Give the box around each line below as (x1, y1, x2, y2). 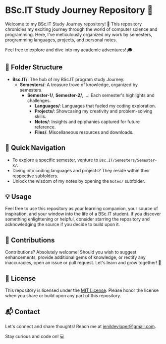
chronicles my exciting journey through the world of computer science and (5, 26, 158, 32)
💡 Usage (5, 192, 32, 201)
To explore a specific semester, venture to (12, 157, 99, 163)
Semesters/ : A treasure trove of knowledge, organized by (19, 82, 138, 88)
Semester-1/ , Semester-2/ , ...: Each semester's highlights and (27, 92, 155, 98)
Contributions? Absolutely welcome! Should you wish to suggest (5, 249, 137, 255)
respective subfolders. (12, 173, 58, 179)
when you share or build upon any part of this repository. (5, 293, 121, 298)
